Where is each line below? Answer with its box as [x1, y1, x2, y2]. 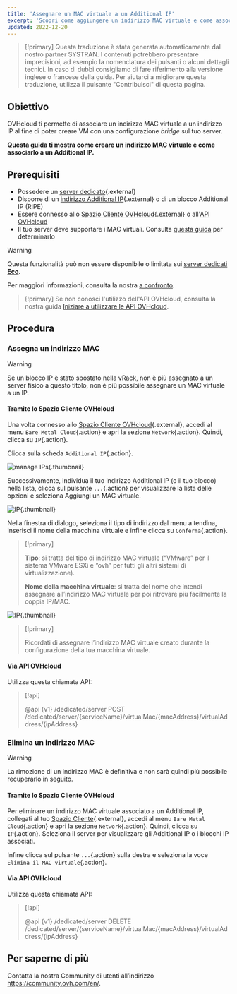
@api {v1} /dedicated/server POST [24, 705, 126, 714]
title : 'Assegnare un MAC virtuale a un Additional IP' [7, 10, 175, 18]
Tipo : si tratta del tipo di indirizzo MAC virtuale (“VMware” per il [24, 553, 210, 562]
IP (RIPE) [17, 203, 44, 210]
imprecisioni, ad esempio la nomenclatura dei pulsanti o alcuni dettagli [24, 58, 229, 66]
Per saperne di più [7, 952, 90, 964]
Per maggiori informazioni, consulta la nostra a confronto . [7, 281, 175, 289]
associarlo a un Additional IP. [7, 148, 95, 157]
